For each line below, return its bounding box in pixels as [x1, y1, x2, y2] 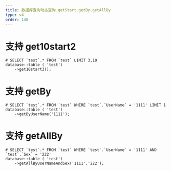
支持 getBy [5, 85, 51, 97]
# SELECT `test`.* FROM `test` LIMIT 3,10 [5, 58, 97, 63]
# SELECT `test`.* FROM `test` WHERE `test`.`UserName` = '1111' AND [5, 147, 157, 153]
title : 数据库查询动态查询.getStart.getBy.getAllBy [5, 7, 111, 13]
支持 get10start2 [5, 40, 76, 52]
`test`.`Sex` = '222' [5, 152, 52, 157]
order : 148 [5, 17, 29, 22]
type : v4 [5, 12, 24, 17]
